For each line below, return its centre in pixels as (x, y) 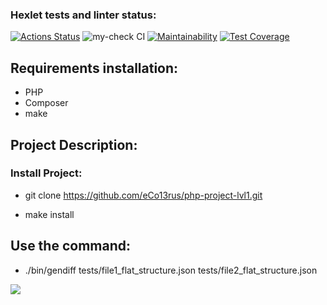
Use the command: (70, 246)
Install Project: (46, 173)
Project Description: (74, 144)
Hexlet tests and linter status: (83, 15)
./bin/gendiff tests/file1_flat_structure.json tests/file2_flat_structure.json (171, 270)
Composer (46, 103)
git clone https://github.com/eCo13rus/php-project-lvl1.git (143, 195)
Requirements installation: (94, 68)
